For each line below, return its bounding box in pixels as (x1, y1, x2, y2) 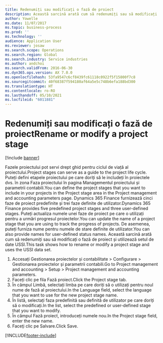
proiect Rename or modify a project (5, 129, 148, 140)
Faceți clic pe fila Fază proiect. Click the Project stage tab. (12, 277, 127, 283)
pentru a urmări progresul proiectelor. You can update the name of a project (5, 216, 155, 222)
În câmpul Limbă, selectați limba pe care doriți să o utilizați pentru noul (12, 282, 154, 288)
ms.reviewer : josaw (5, 43, 45, 48)
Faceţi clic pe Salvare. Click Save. (12, 323, 79, 329)
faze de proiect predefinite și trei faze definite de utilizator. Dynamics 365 (5, 200, 151, 206)
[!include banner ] (5, 155, 40, 161)
